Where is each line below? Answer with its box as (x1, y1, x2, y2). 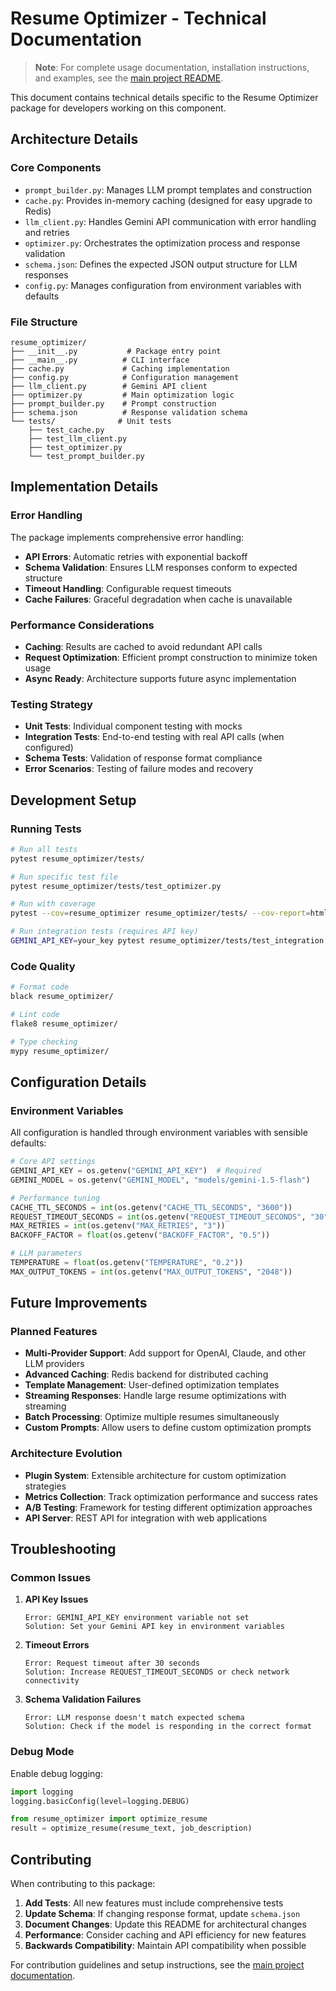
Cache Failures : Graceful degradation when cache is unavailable (24, 593, 293, 605)
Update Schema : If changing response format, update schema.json (24, 1908, 301, 1920)
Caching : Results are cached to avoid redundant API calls (24, 640, 263, 652)
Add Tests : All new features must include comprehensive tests (24, 1897, 284, 1909)
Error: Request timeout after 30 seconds (24, 1658, 200, 1669)
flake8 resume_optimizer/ (10, 1018, 118, 1029)
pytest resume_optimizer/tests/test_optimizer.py (10, 881, 222, 891)
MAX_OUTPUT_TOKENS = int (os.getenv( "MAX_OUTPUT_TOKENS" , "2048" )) (10, 1267, 293, 1277)
